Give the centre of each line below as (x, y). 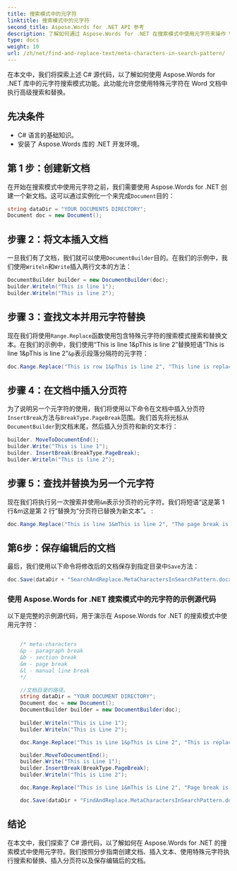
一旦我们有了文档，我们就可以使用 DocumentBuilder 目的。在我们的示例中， (115, 258)
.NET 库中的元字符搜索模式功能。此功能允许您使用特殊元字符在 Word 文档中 (117, 83)
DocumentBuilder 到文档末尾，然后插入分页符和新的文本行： (93, 426)
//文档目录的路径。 (44, 690)
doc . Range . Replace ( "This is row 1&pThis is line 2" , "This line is (109, 366)
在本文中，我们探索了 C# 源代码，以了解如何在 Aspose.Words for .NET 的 (114, 843)
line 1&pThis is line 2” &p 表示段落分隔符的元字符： (78, 353)
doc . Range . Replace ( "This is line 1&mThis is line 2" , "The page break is (118, 524)
